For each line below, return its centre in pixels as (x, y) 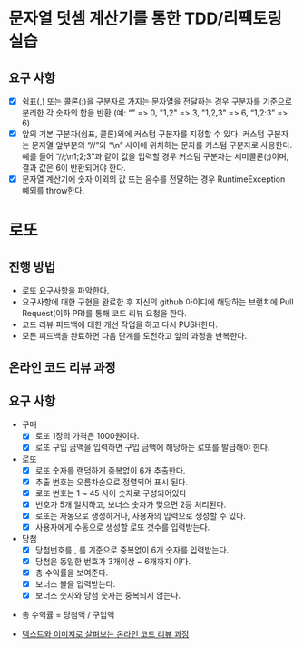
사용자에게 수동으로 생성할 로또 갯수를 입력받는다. (122, 527)
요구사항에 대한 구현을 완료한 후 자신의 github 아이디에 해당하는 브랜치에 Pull (157, 302)
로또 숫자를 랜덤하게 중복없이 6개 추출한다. (110, 470)
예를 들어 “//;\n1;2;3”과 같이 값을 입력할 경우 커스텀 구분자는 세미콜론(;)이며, (155, 156)
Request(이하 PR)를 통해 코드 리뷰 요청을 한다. (104, 314)
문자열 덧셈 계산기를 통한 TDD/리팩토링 (145, 19)
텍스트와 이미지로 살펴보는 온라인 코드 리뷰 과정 (105, 634)
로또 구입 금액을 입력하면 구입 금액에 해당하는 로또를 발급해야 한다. (152, 447)
